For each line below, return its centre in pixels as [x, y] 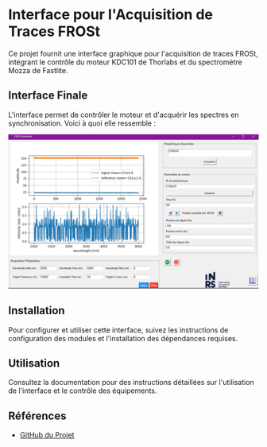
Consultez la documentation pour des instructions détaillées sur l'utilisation [131, 383]
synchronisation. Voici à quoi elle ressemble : [82, 123]
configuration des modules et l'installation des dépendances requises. [123, 338]
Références [37, 416]
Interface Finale [48, 96]
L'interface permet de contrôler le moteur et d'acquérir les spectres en [124, 115]
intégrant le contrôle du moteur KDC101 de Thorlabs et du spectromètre [125, 62]
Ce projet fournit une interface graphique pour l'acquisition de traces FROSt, [133, 53]
